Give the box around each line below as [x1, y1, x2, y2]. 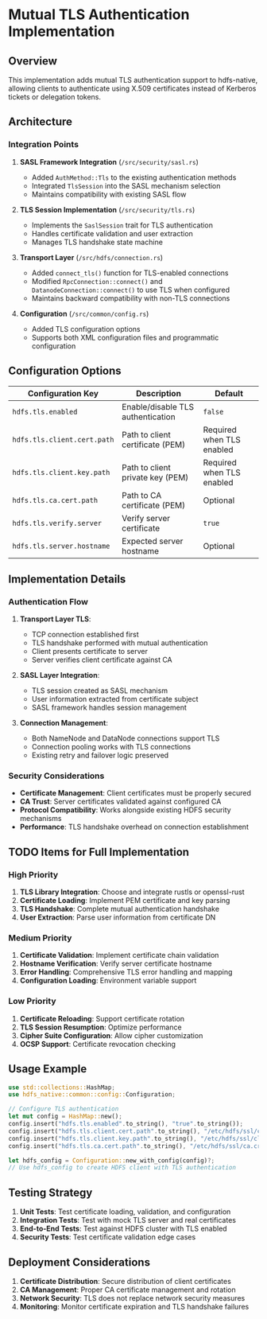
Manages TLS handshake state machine [31, 237, 163, 247]
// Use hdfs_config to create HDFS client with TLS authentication [8, 1164, 237, 1172]
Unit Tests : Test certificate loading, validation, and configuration [19, 1207, 231, 1216]
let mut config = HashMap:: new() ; [8, 1112, 123, 1121]
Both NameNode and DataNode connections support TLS [31, 733, 220, 743]
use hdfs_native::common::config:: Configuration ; [8, 1091, 176, 1099]
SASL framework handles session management [31, 702, 187, 713]
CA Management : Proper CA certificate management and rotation [19, 1285, 236, 1294]
